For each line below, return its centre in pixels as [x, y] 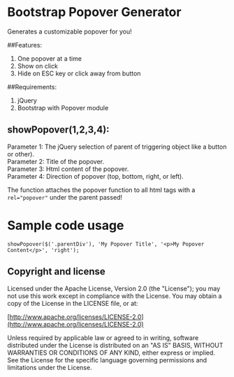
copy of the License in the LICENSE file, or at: [73, 303]
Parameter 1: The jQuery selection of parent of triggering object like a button [117, 147]
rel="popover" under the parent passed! [65, 197]
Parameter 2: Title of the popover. [56, 161]
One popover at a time [50, 58]
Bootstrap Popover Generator [94, 12]
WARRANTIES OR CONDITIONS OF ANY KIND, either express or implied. [111, 353]
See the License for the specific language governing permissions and [107, 360]
